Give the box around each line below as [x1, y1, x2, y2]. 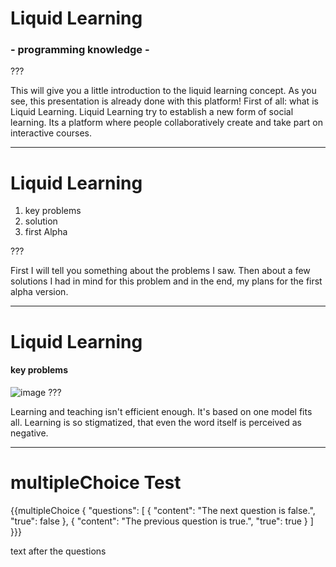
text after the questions [10, 545, 107, 557]
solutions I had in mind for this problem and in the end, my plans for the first [10, 275, 323, 287]
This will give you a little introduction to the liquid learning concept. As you [10, 85, 317, 97]
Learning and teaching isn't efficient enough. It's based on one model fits [10, 405, 313, 417]
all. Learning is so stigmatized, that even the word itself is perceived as [10, 416, 302, 428]
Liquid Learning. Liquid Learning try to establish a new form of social [10, 106, 294, 118]
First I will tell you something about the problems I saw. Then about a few [10, 265, 311, 277]
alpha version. [10, 286, 69, 298]
